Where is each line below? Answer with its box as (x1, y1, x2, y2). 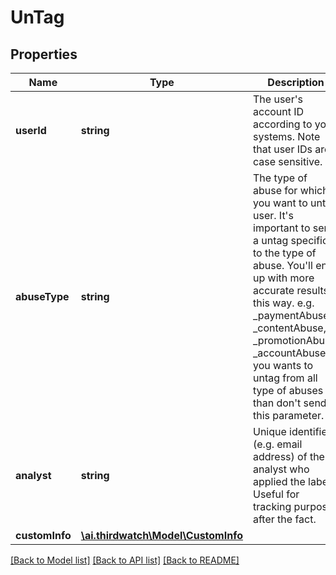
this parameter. (253, 409, 325, 422)
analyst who (253, 462, 310, 476)
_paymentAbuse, (253, 309, 332, 322)
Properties (10, 46, 78, 63)
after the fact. (253, 512, 317, 526)
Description (267, 76, 325, 89)
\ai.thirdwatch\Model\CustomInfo (80, 529, 243, 542)
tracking (253, 500, 292, 513)
